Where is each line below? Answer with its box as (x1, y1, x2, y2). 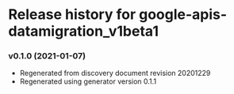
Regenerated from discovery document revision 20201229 (19, 69, 211, 78)
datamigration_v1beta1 (8, 22, 159, 40)
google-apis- (138, 6, 228, 24)
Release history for (8, 6, 136, 24)
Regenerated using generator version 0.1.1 (19, 77, 157, 86)
